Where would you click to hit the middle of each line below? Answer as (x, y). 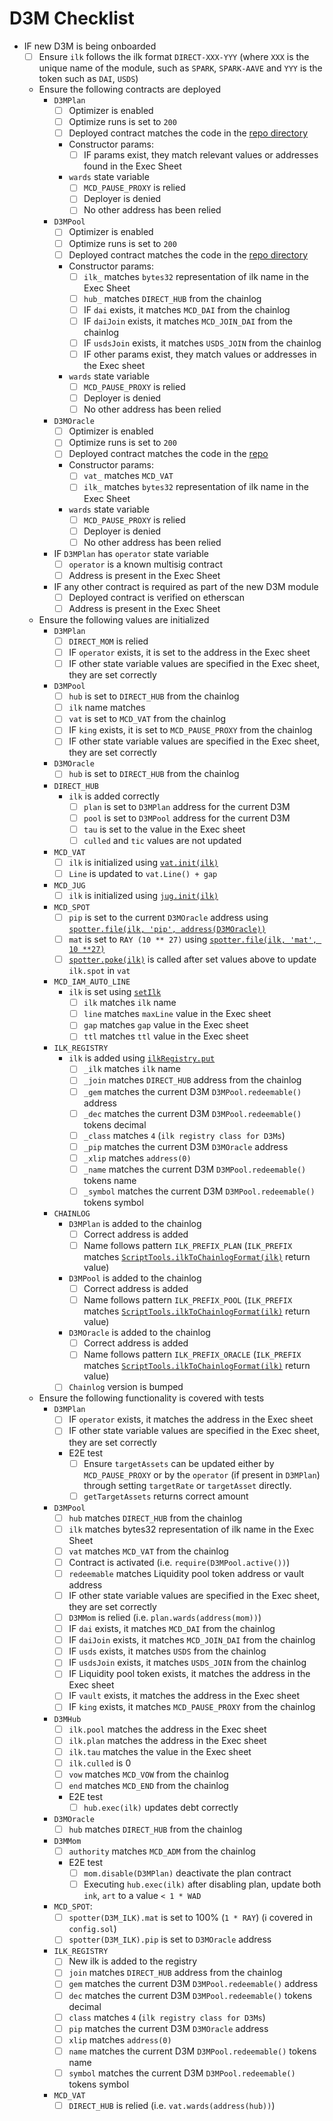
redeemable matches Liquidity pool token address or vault (186, 1573)
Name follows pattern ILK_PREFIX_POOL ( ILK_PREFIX (188, 1300)
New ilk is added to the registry (133, 1961)
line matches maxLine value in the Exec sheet (177, 1014)
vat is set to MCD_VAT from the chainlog (147, 719)
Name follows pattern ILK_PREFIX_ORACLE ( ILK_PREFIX (192, 1354)
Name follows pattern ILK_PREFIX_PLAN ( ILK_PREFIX (188, 1245)
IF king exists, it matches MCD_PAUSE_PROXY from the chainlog (192, 1707)
